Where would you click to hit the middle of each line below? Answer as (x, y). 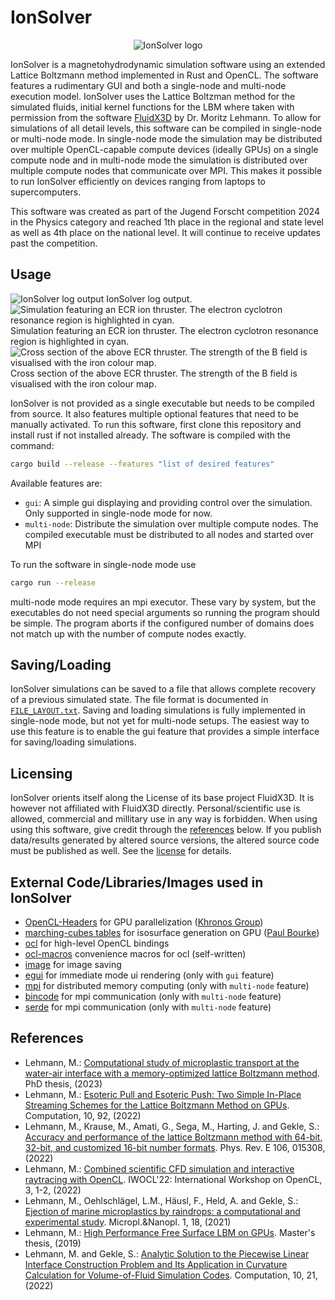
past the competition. (54, 243)
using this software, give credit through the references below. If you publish (166, 830)
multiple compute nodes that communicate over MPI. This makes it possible (166, 170)
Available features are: (56, 483)
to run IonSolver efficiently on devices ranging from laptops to (138, 181)
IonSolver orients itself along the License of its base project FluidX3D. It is (162, 798)
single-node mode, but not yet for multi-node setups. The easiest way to (160, 721)
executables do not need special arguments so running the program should (165, 612)
